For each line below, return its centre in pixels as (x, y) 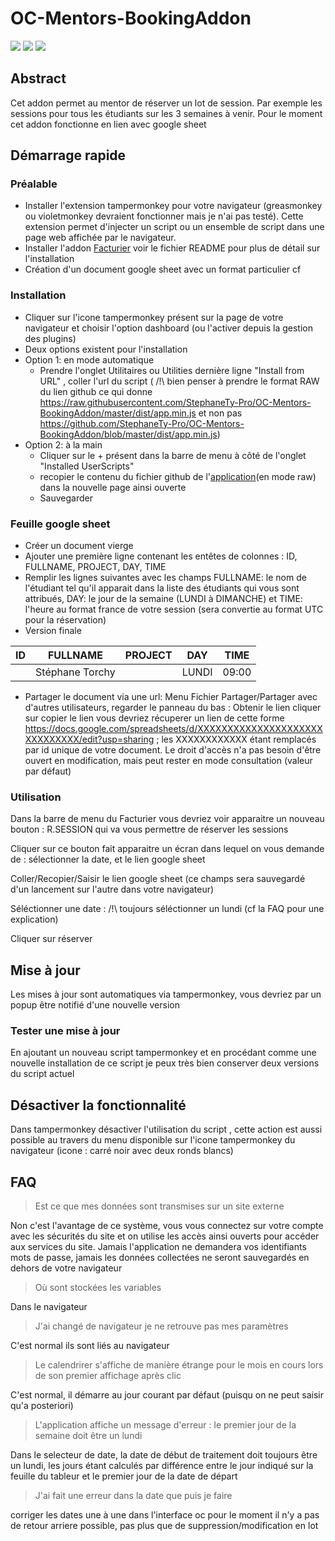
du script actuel (42, 1074)
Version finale (53, 631)
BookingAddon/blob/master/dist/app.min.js (128, 434)
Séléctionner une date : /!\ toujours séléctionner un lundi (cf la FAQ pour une (167, 909)
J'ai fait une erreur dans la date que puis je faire (133, 1496)
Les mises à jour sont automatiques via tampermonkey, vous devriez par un (166, 994)
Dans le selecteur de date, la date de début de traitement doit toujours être (164, 1455)
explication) (34, 919)
